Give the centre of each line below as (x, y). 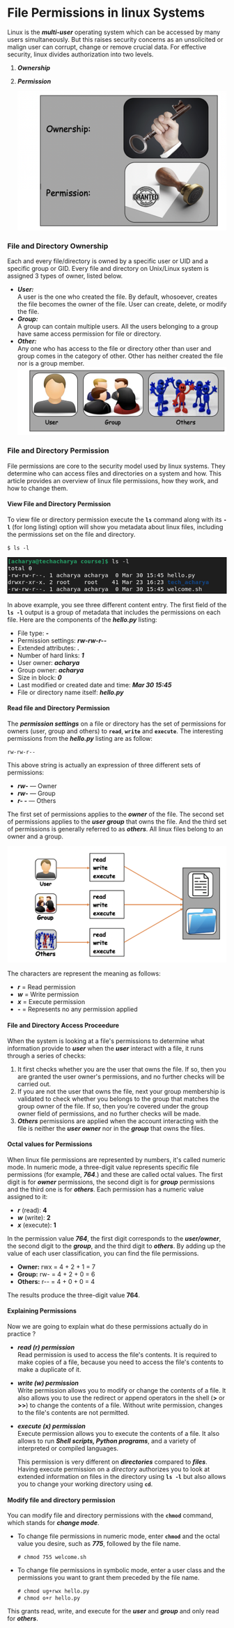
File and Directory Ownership (58, 246)
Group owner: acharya (50, 670)
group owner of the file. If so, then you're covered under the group (113, 1106)
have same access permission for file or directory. (89, 334)
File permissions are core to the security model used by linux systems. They (116, 466)
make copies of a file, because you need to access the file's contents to (120, 1362)
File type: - (33, 633)
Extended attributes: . (48, 648)
